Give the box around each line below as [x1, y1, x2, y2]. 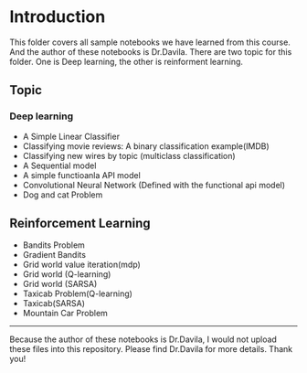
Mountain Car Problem [22, 308, 108, 319]
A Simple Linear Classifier [22, 131, 121, 142]
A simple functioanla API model [22, 169, 142, 180]
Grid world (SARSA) [22, 279, 98, 290]
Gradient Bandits [22, 250, 87, 261]
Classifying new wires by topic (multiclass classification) [22, 150, 236, 161]
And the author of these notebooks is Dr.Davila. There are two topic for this [9, 46, 292, 57]
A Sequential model [22, 160, 97, 171]
